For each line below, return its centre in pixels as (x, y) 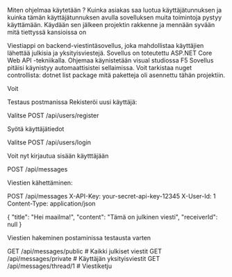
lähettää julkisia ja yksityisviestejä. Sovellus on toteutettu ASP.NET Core (110, 53)
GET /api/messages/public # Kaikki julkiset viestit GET (84, 251)
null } (15, 224)
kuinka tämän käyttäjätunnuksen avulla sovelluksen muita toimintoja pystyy (115, 17)
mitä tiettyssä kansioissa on (47, 32)
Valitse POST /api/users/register (53, 115)
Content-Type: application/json (51, 203)
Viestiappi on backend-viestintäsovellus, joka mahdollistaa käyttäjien (106, 45)
